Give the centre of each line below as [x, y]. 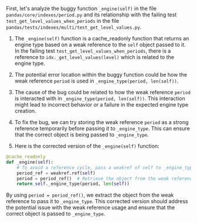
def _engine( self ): [30, 162]
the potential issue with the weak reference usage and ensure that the [91, 208]
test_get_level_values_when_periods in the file [63, 21]
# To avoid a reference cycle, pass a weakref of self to [89, 167]
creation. [25, 111]
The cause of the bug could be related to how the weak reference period [102, 92]
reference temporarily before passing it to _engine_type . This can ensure [102, 128]
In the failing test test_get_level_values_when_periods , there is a [93, 51]
